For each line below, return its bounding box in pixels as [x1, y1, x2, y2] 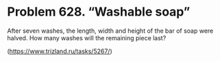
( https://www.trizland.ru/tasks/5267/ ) [7, 47, 112, 55]
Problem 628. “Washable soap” [7, 4, 191, 20]
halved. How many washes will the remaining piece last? [7, 33, 167, 42]
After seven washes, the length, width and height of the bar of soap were [7, 27, 214, 35]
